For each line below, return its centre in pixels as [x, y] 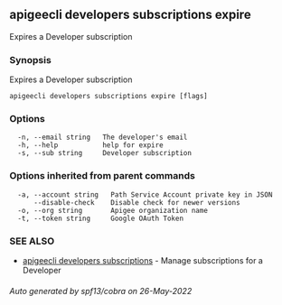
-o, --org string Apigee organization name [113, 210]
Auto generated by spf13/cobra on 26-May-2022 [101, 291]
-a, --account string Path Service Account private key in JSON [145, 194]
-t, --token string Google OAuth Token [100, 218]
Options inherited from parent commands [103, 176]
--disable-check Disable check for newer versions [137, 202]
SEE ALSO [32, 241]
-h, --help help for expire [91, 145]
